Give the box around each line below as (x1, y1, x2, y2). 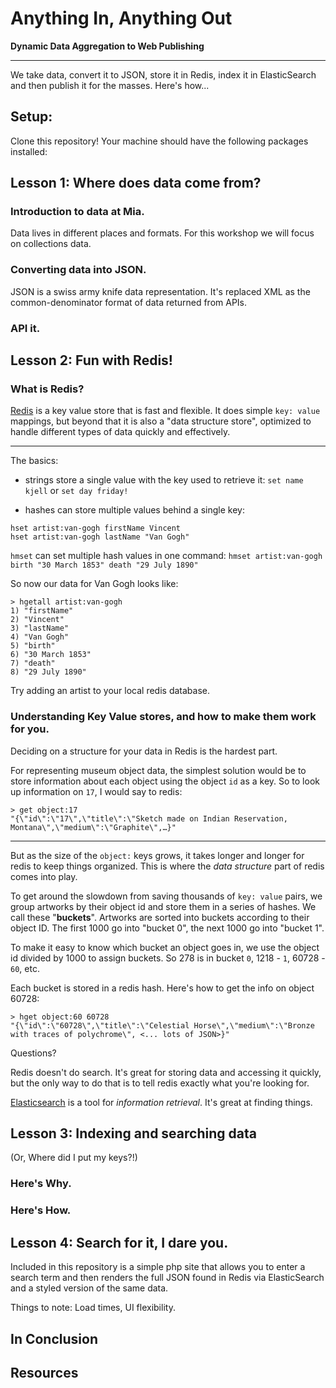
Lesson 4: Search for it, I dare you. (10, 1234, 229, 1251)
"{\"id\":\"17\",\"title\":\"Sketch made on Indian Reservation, (10, 813, 288, 824)
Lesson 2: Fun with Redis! (10, 352, 173, 369)
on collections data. (10, 238, 92, 250)
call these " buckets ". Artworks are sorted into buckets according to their (10, 911, 310, 923)
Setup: (10, 108, 53, 126)
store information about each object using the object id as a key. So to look (10, 775, 320, 787)
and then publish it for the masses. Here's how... (10, 79, 210, 91)
